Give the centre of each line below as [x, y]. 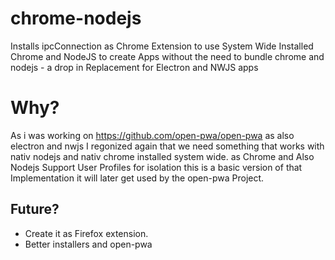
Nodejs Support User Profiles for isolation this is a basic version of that [156, 167]
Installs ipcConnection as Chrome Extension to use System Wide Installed [162, 46]
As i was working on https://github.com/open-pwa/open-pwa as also [152, 135]
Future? [35, 209]
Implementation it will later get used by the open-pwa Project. [137, 178]
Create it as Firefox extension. [86, 233]
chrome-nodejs [76, 18]
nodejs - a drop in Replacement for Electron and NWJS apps [134, 67]
